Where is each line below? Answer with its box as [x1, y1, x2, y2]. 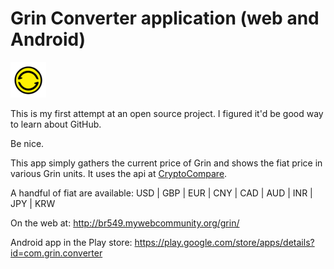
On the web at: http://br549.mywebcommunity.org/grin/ [10, 217, 240, 229]
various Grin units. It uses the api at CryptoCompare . [10, 167, 228, 179]
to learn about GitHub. [10, 118, 102, 130]
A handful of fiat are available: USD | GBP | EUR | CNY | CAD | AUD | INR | [10, 187, 313, 199]
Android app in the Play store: [10, 236, 133, 248]
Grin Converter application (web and [10, 7, 320, 30]
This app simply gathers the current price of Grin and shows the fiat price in [10, 157, 323, 169]
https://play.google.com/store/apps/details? [134, 236, 315, 248]
